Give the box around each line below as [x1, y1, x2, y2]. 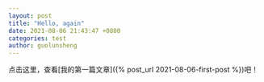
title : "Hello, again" [8, 19, 85, 27]
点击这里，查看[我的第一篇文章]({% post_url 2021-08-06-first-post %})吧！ [8, 65, 258, 75]
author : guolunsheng [8, 42, 78, 50]
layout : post [8, 11, 52, 20]
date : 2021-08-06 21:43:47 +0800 [8, 27, 121, 35]
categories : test [8, 34, 67, 43]
